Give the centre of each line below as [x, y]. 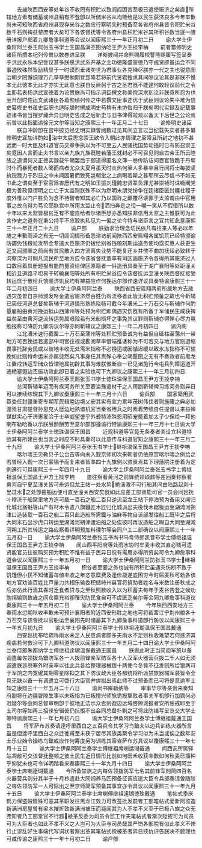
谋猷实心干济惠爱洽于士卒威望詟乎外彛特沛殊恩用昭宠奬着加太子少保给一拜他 [101, 416]
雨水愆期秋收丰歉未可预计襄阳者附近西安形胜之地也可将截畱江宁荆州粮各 [101, 612]
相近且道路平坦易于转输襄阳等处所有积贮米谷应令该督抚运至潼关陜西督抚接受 [101, 273]
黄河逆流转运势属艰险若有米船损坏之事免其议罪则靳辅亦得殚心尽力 [109, 318]
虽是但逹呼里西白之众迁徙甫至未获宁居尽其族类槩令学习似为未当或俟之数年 [98, 733]
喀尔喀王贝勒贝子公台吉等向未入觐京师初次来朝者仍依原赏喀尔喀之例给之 [106, 454]
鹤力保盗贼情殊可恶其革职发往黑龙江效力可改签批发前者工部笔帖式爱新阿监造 [101, 801]
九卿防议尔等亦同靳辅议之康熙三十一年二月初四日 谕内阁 [112, 326]
